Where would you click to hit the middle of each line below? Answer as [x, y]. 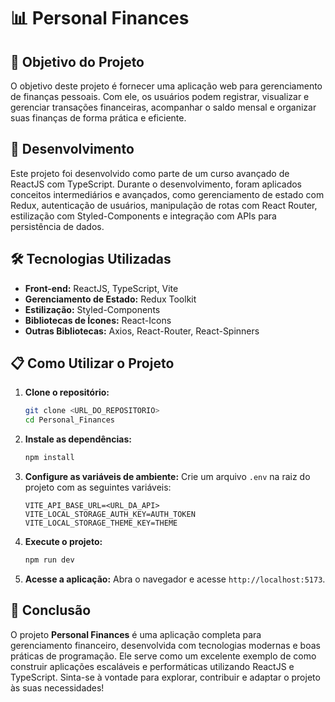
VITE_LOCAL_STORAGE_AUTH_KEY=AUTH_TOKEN [110, 515]
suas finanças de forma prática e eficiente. [98, 118]
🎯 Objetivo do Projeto [77, 61]
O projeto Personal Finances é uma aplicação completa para [136, 634]
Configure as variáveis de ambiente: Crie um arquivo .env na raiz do [167, 477]
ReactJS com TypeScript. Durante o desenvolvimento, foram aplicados [156, 184]
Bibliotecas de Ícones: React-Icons [98, 320]
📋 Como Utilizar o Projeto [92, 363]
